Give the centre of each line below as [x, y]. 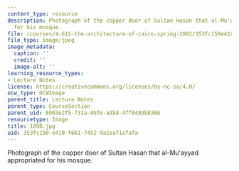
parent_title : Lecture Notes [51, 100]
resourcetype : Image [38, 119]
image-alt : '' [34, 67]
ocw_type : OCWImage [36, 93]
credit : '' [30, 60]
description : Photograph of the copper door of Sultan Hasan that [108, 21]
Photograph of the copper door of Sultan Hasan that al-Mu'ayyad [103, 153]
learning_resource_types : [46, 73]
